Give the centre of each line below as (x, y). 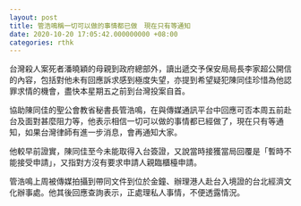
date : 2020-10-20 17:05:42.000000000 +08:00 (94, 34)
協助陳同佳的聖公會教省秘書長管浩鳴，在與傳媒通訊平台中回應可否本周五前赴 (150, 110)
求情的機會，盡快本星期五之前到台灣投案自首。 (103, 91)
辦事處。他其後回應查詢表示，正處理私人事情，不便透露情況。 (130, 193)
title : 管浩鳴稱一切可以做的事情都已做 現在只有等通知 (100, 26)
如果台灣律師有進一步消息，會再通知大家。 (103, 132)
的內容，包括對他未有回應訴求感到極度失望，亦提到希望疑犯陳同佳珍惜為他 (146, 80)
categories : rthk (42, 42)
